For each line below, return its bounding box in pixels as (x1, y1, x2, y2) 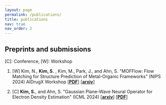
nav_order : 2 (5, 26, 32, 31)
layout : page (5, 7, 32, 13)
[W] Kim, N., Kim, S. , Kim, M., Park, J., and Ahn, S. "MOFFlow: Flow (12, 68, 154, 74)
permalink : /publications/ (5, 12, 62, 17)
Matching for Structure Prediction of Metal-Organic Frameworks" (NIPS (12, 73, 161, 79)
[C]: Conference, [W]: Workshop (5, 58, 73, 64)
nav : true (5, 21, 26, 27)
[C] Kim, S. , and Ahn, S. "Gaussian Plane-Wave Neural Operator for (12, 88, 153, 94)
